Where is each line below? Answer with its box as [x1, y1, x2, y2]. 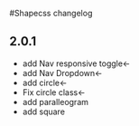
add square [22, 106, 66, 117]
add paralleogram [22, 96, 88, 107]
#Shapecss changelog [9, 8, 93, 18]
